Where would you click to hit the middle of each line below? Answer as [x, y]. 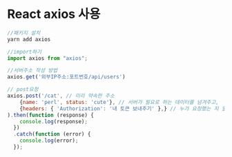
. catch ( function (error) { [52, 134]
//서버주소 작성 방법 [32, 71]
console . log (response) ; [54, 121]
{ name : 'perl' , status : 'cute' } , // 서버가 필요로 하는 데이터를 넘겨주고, [119, 102]
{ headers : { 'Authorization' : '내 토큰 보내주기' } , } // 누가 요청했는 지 [119, 108]
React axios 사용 [54, 14]
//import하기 [25, 52]
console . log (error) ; [49, 141]
